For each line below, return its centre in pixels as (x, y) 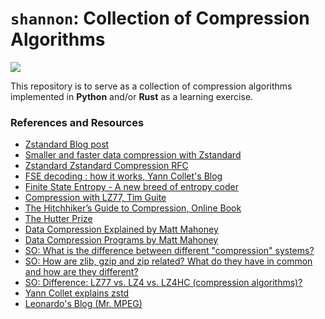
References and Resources (77, 122)
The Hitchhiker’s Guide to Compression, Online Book (133, 208)
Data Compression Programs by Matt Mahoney (121, 240)
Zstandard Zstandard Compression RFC (106, 166)
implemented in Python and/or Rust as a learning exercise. (132, 96)
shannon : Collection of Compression (160, 18)
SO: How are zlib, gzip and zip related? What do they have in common (168, 261)
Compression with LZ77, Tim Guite (95, 198)
